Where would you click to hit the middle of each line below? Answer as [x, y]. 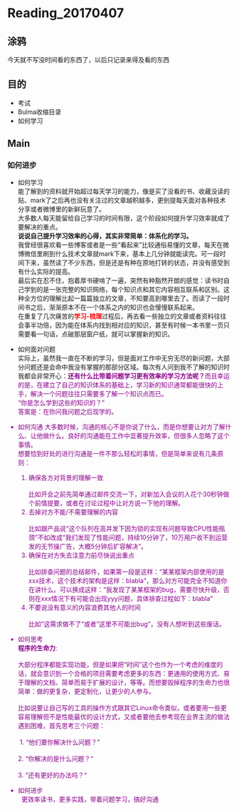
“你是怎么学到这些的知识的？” [61, 403]
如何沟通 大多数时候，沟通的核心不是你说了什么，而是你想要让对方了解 [121, 427]
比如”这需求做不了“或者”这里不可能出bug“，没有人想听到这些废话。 [127, 624]
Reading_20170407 [66, 13]
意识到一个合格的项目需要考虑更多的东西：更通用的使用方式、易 [136, 673]
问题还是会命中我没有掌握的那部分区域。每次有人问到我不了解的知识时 [127, 367]
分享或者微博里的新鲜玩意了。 [61, 209]
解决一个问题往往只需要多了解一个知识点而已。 [99, 393]
